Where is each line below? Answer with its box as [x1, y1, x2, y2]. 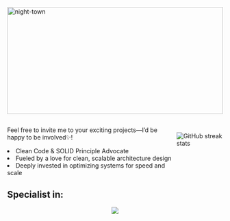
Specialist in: [7, 188, 64, 200]
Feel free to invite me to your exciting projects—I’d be [7, 126, 157, 134]
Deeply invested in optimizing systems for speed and [16, 161, 166, 170]
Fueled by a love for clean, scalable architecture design [16, 154, 172, 163]
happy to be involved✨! [7, 133, 73, 142]
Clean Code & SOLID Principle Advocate [16, 147, 129, 155]
